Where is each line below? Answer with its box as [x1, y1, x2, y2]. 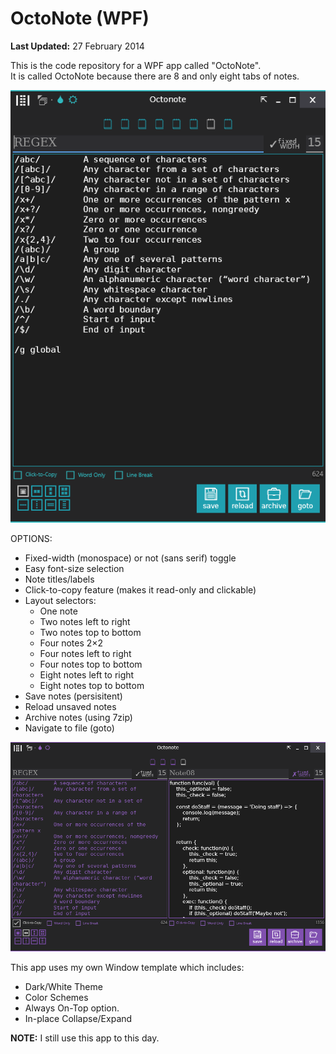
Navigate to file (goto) [24, 722, 115, 734]
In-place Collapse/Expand [24, 1013, 133, 1025]
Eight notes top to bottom [39, 679, 145, 691]
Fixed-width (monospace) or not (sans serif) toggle [24, 552, 237, 564]
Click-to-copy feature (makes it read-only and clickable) [24, 583, 257, 596]
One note [39, 605, 78, 617]
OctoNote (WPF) [10, 7, 150, 30]
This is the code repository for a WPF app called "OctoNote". [10, 59, 262, 71]
